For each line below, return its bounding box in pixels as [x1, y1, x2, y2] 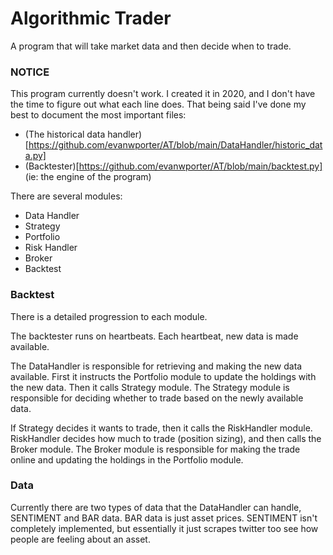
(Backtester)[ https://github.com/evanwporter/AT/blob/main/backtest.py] [24, 160, 323, 172]
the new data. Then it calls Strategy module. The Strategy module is [10, 381, 290, 393]
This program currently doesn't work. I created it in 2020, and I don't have [10, 88, 316, 100]
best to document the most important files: [10, 109, 187, 121]
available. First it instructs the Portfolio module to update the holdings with [10, 370, 317, 382]
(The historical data [24, 128, 106, 141]
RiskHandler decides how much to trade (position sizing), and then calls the [10, 432, 322, 444]
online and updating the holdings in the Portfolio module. [10, 453, 244, 466]
